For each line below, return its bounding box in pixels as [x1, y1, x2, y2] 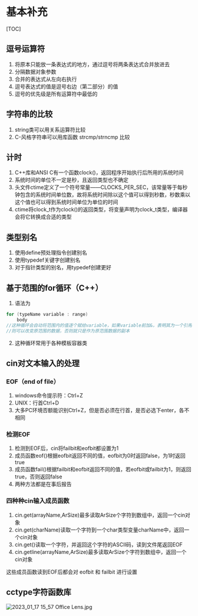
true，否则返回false [14, 473, 62, 480]
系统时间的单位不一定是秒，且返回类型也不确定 [14, 177, 128, 184]
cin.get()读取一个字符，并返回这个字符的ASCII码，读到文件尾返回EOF [14, 541, 183, 548]
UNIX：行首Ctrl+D [14, 399, 60, 406]
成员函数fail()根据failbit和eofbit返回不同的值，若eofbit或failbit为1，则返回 [14, 466, 192, 473]
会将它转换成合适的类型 [14, 213, 72, 220]
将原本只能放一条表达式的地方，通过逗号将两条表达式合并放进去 [14, 60, 170, 68]
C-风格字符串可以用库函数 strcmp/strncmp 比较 [14, 133, 130, 141]
